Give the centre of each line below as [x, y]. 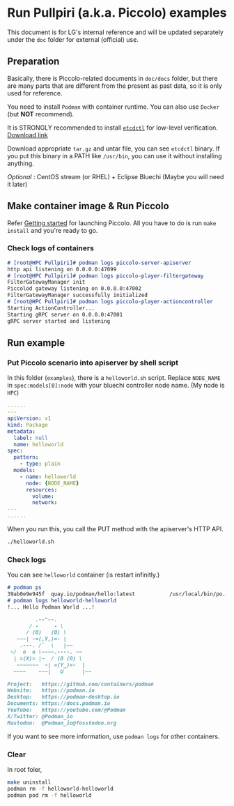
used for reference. [35, 93]
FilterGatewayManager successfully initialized [78, 295]
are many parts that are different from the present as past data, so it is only [115, 86]
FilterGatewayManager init [46, 282]
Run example [36, 343]
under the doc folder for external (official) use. [73, 39]
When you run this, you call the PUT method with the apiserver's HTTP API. [116, 529]
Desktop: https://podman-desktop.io [63, 697]
